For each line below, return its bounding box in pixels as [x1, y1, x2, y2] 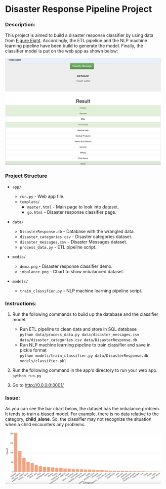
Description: [5, 21, 36, 28]
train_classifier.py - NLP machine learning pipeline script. [19, 288, 143, 293]
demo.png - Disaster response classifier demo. [19, 263, 113, 269]
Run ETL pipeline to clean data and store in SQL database [19, 326, 137, 332]
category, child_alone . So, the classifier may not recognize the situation [5, 416, 152, 422]
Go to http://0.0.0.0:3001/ [12, 382, 64, 388]
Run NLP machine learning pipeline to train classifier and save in [19, 342, 151, 348]
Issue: [5, 394, 21, 401]
